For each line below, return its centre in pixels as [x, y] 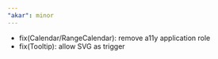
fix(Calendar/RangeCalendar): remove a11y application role [115, 38]
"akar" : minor [31, 15]
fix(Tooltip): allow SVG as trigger [72, 46]
